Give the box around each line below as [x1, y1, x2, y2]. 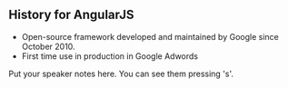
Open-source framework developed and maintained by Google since [21, 31, 279, 42]
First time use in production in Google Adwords [21, 50, 199, 62]
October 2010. [21, 41, 75, 52]
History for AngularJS [8, 7, 134, 23]
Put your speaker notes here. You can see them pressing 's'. [8, 68, 233, 79]
